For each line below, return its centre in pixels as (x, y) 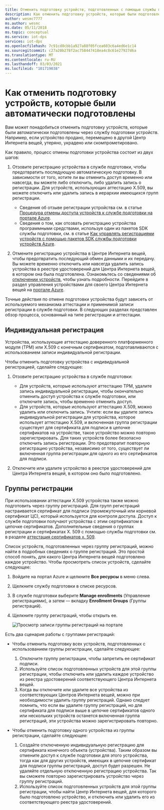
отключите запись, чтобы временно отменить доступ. (76, 401)
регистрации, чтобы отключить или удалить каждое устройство (87, 674)
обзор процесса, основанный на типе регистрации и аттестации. (73, 315)
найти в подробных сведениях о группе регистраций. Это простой (75, 551)
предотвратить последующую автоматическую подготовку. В (77, 172)
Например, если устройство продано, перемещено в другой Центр (76, 137)
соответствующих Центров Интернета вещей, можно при (80, 695)
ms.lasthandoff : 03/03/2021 (34, 64)
